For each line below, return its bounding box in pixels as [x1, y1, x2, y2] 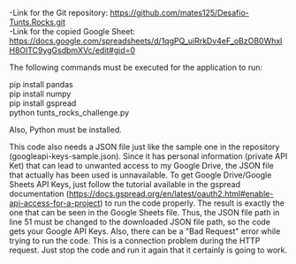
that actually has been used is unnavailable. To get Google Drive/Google [9, 170, 272, 180]
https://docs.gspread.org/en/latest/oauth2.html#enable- [69, 189, 274, 199]
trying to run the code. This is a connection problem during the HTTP [9, 236, 261, 245]
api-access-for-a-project [9, 198, 101, 208]
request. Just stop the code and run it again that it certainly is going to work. [9, 245, 288, 255]
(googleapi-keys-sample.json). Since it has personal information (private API [9, 151, 288, 162]
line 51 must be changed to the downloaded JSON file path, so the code [9, 216, 271, 227]
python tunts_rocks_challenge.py [9, 108, 130, 117]
